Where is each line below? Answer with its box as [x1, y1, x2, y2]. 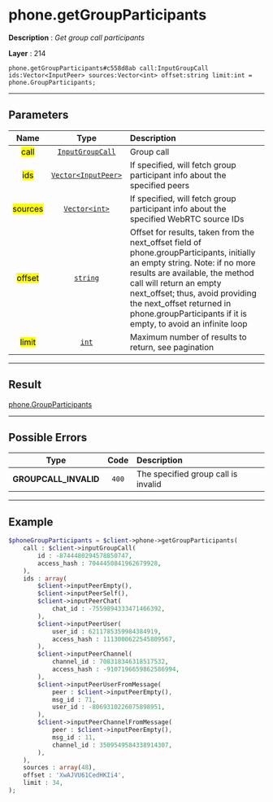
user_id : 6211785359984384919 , [51, 627, 162, 636]
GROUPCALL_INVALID [12, 474, 100, 485]
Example [8, 515, 54, 528]
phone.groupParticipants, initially [129, 247, 256, 258]
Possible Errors [8, 430, 88, 445]
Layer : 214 [8, 48, 46, 58]
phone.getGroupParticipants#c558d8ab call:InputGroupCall [8, 64, 209, 72]
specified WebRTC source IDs [129, 213, 245, 225]
